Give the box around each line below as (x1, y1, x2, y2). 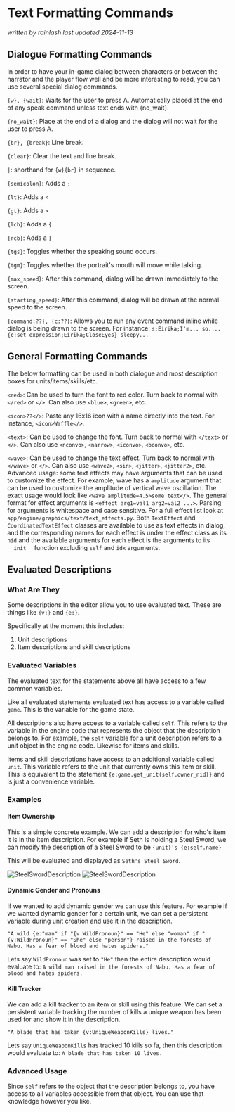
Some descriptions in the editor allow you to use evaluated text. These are (7, 601, 222, 609)
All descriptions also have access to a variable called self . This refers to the (7, 719, 227, 727)
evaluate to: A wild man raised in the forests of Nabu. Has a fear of (7, 962, 216, 971)
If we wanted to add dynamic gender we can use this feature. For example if (7, 902, 228, 910)
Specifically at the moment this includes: (7, 622, 125, 630)
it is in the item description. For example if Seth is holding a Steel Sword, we (7, 835, 227, 843)
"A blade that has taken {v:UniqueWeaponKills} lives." (7, 1029, 174, 1036)
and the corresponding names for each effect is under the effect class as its (7, 528, 227, 537)
